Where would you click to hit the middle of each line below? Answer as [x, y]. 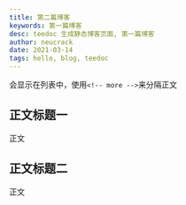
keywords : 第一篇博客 [46, 26]
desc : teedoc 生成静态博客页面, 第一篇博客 [82, 34]
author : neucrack [41, 42]
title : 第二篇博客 [40, 17]
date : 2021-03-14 [41, 50]
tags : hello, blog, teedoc [59, 58]
